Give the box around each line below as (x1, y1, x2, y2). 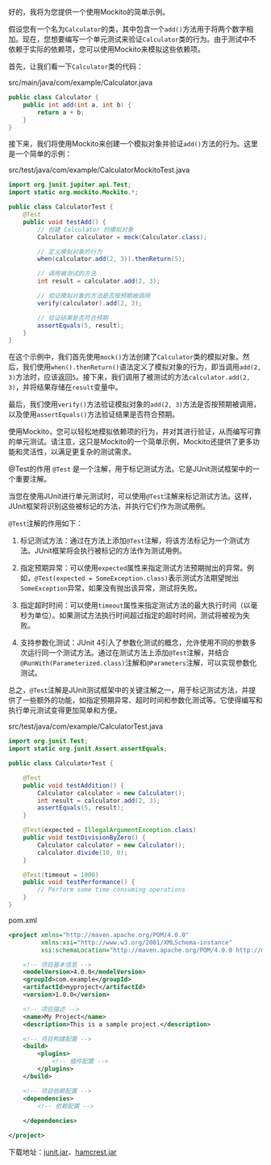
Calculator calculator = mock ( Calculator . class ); (37, 233, 207, 241)
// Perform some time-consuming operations (37, 885, 186, 894)
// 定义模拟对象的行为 (37, 247, 102, 256)
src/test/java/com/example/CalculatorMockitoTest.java (8, 165, 190, 175)
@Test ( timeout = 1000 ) (23, 871, 99, 879)
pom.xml (8, 915, 38, 925)
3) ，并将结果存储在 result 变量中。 (8, 382, 123, 392)
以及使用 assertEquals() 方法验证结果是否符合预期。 (8, 410, 180, 419)
